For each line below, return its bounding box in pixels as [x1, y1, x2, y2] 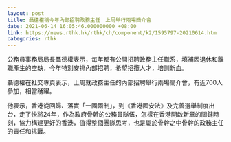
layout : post [7, 10, 45, 17]
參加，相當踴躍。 [7, 87, 56, 95]
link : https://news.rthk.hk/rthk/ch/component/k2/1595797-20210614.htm [7, 29, 217, 36]
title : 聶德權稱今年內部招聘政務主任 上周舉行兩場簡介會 [7, 16, 152, 23]
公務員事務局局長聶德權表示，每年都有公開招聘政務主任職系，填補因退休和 [7, 56, 218, 64]
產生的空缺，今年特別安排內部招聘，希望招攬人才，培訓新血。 [12, 64, 188, 72]
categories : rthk [7, 36, 57, 43]
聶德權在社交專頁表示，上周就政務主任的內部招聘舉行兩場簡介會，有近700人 [7, 78, 223, 86]
